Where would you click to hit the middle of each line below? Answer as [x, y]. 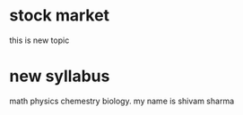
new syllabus [60, 76]
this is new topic [39, 40]
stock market [60, 16]
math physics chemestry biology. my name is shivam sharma [122, 101]
